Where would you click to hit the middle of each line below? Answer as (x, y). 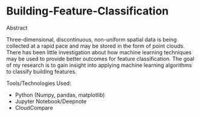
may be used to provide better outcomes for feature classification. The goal (100, 58)
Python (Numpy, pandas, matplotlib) (60, 95)
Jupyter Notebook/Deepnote (51, 101)
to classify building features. (41, 71)
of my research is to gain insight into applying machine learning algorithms (99, 65)
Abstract (17, 28)
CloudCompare (34, 107)
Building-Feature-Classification (88, 11)
